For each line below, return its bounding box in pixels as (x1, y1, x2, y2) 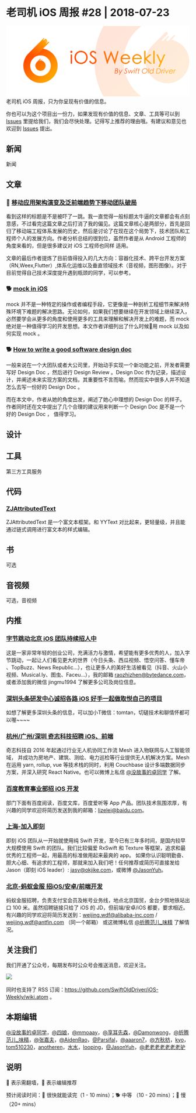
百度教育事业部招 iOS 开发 (6, 785, 79, 793)
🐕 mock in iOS (6, 284, 48, 292)
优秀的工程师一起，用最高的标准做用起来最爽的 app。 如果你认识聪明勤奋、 (6, 851, 187, 859)
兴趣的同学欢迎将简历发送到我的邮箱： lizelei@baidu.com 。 (6, 807, 148, 814)
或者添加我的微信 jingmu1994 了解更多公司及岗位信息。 (6, 678, 139, 685)
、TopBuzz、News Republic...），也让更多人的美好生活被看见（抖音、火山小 (6, 664, 188, 671)
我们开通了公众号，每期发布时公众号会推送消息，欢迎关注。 (6, 961, 149, 968)
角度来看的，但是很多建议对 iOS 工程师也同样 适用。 (6, 242, 131, 249)
